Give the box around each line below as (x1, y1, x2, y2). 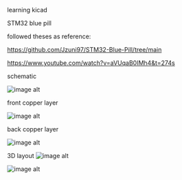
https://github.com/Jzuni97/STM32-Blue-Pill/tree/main (7, 46, 162, 53)
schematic (7, 72, 36, 80)
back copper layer (7, 125, 59, 133)
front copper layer (7, 99, 58, 107)
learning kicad (7, 6, 48, 14)
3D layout (7, 152, 34, 159)
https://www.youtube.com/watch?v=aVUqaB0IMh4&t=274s (7, 59, 175, 67)
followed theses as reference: (7, 32, 91, 40)
